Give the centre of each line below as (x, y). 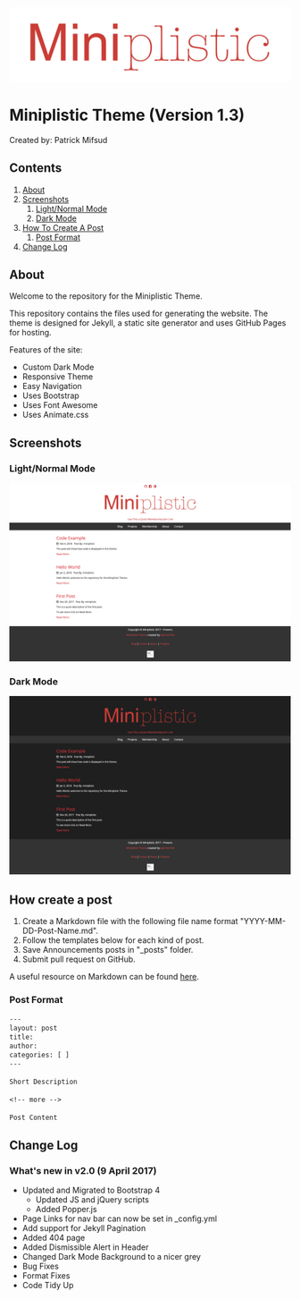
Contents (36, 168)
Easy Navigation (52, 386)
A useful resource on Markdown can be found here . (104, 977)
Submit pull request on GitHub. (79, 959)
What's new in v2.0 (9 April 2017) (83, 1170)
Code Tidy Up (48, 1286)
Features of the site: (46, 350)
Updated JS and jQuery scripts (92, 1200)
